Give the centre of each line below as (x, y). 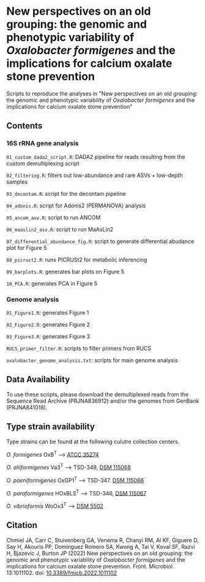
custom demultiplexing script (43, 163)
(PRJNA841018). (27, 407)
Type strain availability (50, 427)
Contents (24, 126)
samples (17, 182)
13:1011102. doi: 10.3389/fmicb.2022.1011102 (62, 573)
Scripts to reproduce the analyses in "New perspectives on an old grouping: (102, 93)
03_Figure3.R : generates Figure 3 (48, 336)
